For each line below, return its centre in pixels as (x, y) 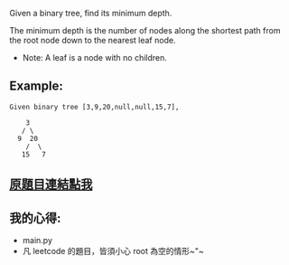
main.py (37, 241)
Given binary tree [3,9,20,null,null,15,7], (94, 107)
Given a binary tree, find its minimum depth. (91, 13)
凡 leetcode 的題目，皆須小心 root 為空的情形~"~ (113, 251)
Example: (36, 86)
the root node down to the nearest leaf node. (93, 40)
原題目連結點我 (51, 185)
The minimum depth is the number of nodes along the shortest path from (145, 30)
